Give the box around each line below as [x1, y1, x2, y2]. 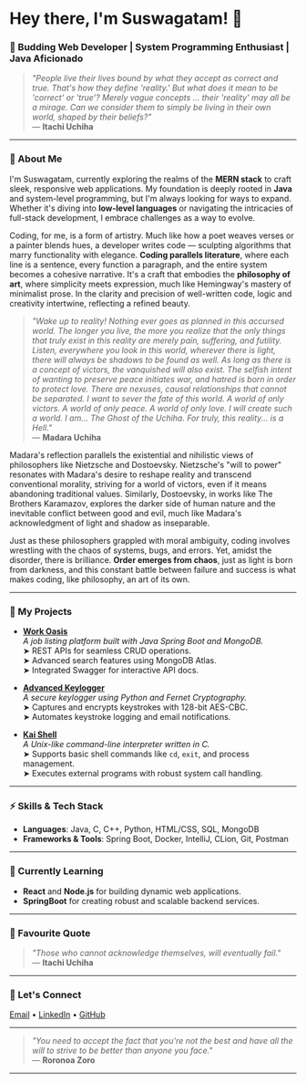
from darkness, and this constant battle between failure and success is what [9, 564, 296, 575]
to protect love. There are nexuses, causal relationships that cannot [31, 383, 287, 394]
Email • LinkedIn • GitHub [9, 1009, 107, 1020]
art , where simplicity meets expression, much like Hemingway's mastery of [9, 278, 291, 289]
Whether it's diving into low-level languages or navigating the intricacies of [9, 203, 294, 213]
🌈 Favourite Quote [9, 926, 91, 939]
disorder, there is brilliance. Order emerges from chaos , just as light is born [9, 554, 293, 565]
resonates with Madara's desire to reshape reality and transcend [9, 469, 252, 480]
